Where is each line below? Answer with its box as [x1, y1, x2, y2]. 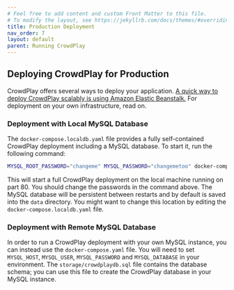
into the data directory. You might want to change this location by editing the [7, 198, 226, 206]
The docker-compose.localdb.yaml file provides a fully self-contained [7, 135, 204, 143]
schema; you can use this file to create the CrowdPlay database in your [7, 268, 212, 276]
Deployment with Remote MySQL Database [7, 222, 157, 232]
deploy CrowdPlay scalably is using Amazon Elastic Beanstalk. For [7, 94, 197, 102]
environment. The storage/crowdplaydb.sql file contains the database [7, 260, 208, 268]
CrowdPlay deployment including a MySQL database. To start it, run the [7, 142, 212, 150]
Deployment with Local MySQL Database [7, 119, 148, 129]
